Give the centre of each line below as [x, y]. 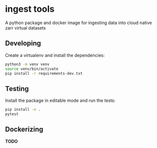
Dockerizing [24, 130]
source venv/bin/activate [32, 69]
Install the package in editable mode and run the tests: [60, 101]
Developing [23, 44]
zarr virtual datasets [25, 28]
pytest [12, 114]
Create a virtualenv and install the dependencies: [55, 55]
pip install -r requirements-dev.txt [44, 73]
